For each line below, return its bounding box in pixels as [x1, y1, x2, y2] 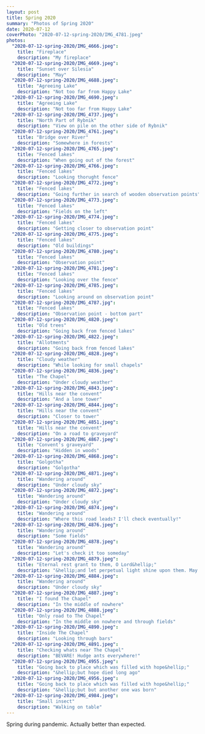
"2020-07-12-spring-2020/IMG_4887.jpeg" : [12, 590, 119, 596]
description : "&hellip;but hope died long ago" [17, 670, 140, 676]
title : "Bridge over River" [17, 134, 88, 141]
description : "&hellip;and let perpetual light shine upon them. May [17, 567, 198, 573]
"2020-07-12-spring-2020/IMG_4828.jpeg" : [12, 350, 119, 357]
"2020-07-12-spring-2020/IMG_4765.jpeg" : [12, 145, 119, 152]
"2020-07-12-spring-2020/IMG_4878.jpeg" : [12, 539, 119, 545]
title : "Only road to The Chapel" [17, 613, 105, 619]
